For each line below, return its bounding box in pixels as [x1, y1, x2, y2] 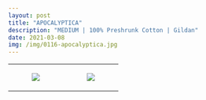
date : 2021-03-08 [8, 33, 65, 42]
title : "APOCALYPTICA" [8, 19, 83, 27]
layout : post [8, 11, 51, 20]
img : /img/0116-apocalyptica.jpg [8, 41, 118, 49]
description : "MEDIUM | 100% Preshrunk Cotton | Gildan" [8, 26, 199, 34]
